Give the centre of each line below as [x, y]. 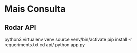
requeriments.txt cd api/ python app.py [45, 45]
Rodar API [20, 28]
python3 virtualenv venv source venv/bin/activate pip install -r [68, 39]
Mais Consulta [35, 9]
